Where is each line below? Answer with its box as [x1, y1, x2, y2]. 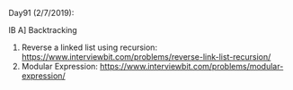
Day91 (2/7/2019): [8, 8, 75, 18]
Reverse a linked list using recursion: [21, 42, 158, 53]
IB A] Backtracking [8, 25, 77, 35]
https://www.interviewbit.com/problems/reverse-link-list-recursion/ [21, 52, 271, 61]
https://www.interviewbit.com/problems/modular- [99, 61, 284, 71]
